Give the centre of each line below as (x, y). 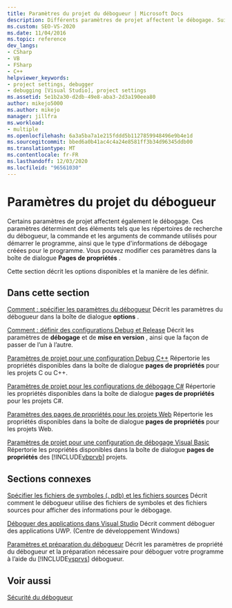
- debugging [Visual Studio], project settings (77, 91)
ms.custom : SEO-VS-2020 (41, 26)
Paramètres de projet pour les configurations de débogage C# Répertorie (112, 386)
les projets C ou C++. (37, 373)
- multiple (23, 129)
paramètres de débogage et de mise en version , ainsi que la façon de (108, 338)
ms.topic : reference (37, 39)
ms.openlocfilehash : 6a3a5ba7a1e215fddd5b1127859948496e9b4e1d (100, 135)
